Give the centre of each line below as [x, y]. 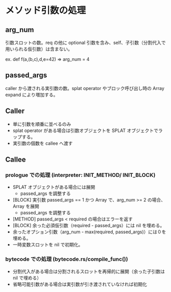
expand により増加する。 [32, 95]
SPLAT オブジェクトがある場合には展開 [54, 187]
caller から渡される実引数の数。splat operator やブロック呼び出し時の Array [85, 88]
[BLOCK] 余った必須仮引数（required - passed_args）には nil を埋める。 [89, 226]
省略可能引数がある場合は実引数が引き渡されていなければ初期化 [80, 284]
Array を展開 [26, 206]
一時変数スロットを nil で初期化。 [48, 245]
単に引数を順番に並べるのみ [42, 124]
